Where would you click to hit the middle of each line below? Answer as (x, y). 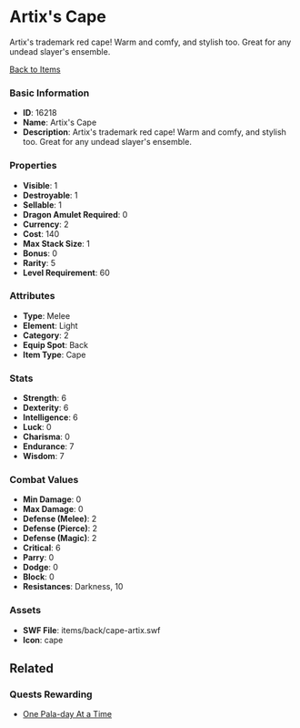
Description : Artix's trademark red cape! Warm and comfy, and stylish (154, 132)
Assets (25, 610)
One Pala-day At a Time (67, 714)
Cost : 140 (41, 233)
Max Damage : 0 (53, 509)
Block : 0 (38, 577)
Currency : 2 (46, 224)
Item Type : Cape (54, 354)
